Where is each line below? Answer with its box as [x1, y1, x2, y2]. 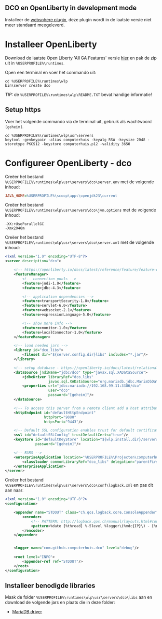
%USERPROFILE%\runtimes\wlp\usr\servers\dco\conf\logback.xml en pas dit [5, 482, 153, 488]
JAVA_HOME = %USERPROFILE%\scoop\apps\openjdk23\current [5, 193, 118, 198]
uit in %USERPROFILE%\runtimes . [5, 60, 65, 66]
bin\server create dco [5, 83, 51, 88]
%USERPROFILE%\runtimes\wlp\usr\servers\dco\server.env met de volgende [5, 179, 154, 185]
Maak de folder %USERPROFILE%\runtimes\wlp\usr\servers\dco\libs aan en [5, 594, 152, 600]
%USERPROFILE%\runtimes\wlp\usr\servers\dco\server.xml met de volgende [5, 239, 154, 245]
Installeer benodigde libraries [5, 581, 95, 589]
